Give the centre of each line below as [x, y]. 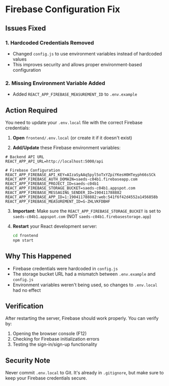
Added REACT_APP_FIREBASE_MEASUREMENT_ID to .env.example [75, 94]
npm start [23, 240]
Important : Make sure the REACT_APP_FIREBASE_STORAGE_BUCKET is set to [87, 211]
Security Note [28, 360]
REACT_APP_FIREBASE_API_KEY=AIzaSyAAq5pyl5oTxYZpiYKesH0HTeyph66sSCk [81, 175]
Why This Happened [38, 256]
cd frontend [25, 235]
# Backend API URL [25, 157]
